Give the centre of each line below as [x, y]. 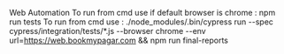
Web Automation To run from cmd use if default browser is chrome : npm [142, 13]
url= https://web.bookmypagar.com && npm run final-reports [119, 40]
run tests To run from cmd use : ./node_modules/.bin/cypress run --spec [142, 22]
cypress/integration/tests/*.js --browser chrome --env [107, 31]
